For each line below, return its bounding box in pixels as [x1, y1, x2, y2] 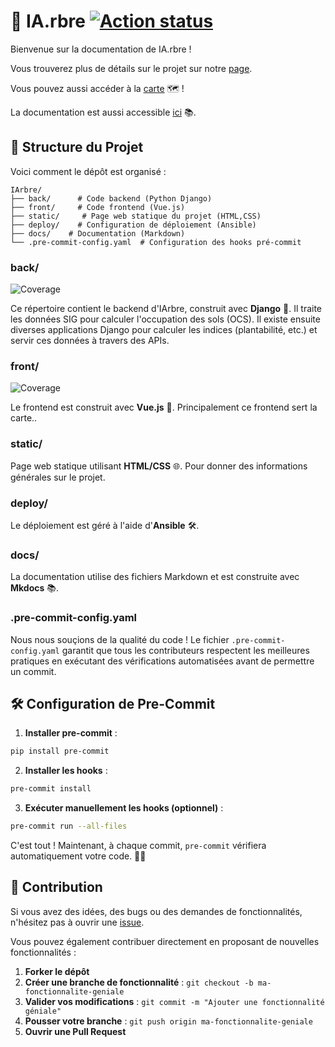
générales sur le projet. [10, 471, 106, 483]
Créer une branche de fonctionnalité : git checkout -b [24, 976, 254, 988]
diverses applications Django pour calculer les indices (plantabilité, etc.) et [10, 324, 318, 336]
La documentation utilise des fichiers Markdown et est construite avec [10, 571, 300, 583]
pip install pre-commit [10, 746, 110, 757]
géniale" [24, 1006, 62, 1016]
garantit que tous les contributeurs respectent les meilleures [61, 644, 310, 656]
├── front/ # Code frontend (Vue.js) [10, 202, 186, 212]
